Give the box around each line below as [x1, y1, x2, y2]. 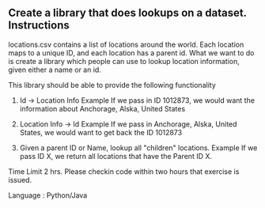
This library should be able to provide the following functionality [8, 80, 216, 89]
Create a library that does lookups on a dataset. [8, 6, 247, 20]
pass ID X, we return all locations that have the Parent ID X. [19, 151, 212, 161]
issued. [8, 175, 32, 184]
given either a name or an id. [8, 65, 101, 74]
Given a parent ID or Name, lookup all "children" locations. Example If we [19, 142, 258, 153]
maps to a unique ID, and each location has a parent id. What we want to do [8, 47, 255, 58]
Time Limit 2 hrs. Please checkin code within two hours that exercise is [8, 166, 240, 176]
